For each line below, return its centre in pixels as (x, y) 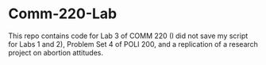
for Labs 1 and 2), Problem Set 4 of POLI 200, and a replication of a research (133, 44)
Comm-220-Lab (63, 14)
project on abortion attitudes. (56, 52)
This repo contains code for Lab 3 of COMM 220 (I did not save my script (128, 36)
